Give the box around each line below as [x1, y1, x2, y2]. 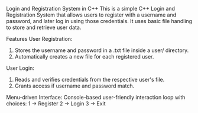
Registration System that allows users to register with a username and [6, 11, 177, 18]
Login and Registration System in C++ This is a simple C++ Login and [6, 5, 176, 12]
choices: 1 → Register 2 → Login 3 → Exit [6, 100, 106, 107]
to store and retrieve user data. [6, 24, 82, 31]
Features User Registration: [6, 35, 73, 42]
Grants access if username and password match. [14, 82, 135, 89]
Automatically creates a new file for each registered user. [14, 53, 154, 60]
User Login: [6, 64, 34, 72]
